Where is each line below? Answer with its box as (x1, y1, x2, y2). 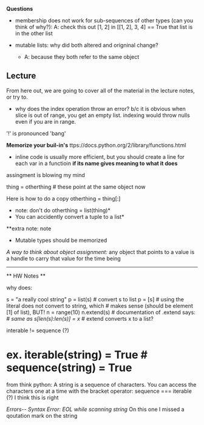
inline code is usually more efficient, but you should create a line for (15, 153, 185, 160)
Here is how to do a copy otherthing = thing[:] (6, 195, 121, 202)
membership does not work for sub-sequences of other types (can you (15, 17, 194, 24)
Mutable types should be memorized (15, 236, 107, 244)
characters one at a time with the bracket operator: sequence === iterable (6, 387, 192, 395)
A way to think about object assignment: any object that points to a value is (6, 248, 195, 255)
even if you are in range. (15, 118, 76, 125)
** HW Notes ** (6, 272, 46, 279)
